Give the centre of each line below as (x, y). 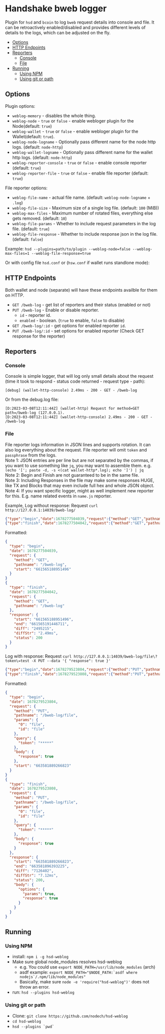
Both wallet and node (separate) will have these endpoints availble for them (81, 290)
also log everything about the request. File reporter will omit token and (76, 450)
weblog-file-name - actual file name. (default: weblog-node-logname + (81, 197)
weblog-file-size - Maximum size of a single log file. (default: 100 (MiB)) (86, 208)
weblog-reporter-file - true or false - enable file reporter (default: (80, 173)
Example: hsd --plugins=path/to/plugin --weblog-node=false (68, 248)
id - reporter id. (35, 315)
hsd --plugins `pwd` (33, 1027)
